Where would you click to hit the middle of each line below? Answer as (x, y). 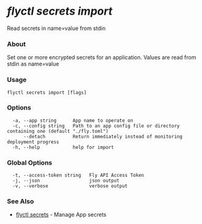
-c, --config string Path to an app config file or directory (96, 126)
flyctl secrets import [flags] (47, 92)
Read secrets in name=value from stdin (56, 28)
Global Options (30, 162)
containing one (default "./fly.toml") (58, 131)
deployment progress (33, 142)
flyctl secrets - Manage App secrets (61, 215)
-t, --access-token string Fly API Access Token (78, 176)
